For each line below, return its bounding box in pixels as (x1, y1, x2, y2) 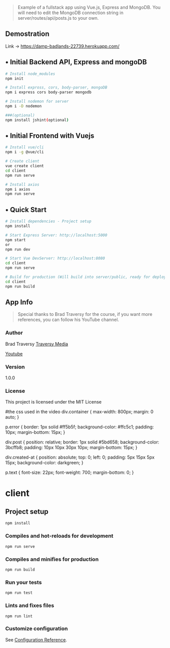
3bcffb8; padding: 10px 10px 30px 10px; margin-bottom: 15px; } (5, 444, 138, 451)
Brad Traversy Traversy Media (5, 341, 68, 347)
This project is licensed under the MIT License (5, 399, 102, 405)
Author (5, 329, 23, 336)
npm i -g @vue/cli (5, 149, 44, 155)
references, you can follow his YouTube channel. (17, 316, 119, 323)
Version (5, 363, 25, 370)
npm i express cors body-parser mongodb (5, 90, 92, 95)
